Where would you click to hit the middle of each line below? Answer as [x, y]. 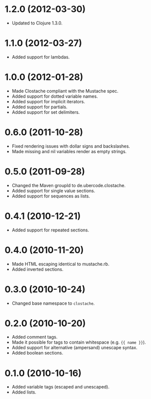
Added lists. [24, 392]
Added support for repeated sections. [50, 230]
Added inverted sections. [38, 269]
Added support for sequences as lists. [51, 196]
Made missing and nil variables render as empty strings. [69, 151]
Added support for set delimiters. [46, 112]
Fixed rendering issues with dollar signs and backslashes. [71, 146]
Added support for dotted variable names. [55, 96]
